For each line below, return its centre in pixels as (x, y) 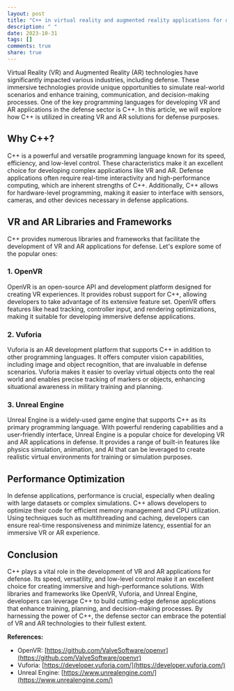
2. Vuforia (24, 334)
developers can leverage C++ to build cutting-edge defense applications (111, 601)
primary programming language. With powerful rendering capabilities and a (115, 427)
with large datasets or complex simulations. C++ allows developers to (107, 503)
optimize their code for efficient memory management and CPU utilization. (114, 510)
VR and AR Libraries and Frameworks (89, 222)
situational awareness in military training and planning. (85, 387)
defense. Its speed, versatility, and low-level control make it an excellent (111, 579)
